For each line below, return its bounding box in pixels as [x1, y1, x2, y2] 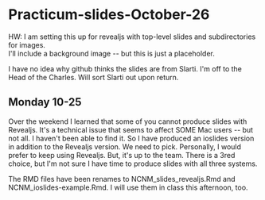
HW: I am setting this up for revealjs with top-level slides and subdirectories [8, 32, 256, 41]
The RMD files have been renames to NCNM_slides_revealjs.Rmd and [8, 174, 236, 183]
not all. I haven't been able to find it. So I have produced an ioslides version [8, 133, 255, 143]
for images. [8, 40, 46, 49]
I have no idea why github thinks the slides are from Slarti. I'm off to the [8, 63, 243, 73]
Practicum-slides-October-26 [8, 6, 210, 24]
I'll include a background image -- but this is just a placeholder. [8, 48, 215, 58]
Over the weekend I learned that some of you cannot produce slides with [8, 117, 247, 126]
